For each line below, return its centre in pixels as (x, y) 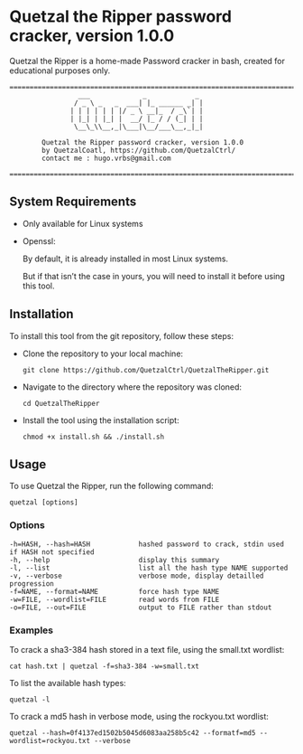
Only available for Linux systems (83, 223)
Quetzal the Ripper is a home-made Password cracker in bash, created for (147, 61)
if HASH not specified (52, 552)
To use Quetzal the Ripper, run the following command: (111, 486)
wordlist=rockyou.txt (50, 740)
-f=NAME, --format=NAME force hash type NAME (115, 591)
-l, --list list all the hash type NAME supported (149, 568)
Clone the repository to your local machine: (102, 353)
